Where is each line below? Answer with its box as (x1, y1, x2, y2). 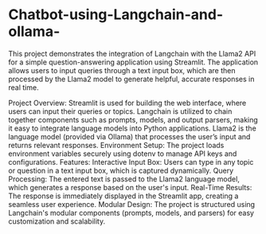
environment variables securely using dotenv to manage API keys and (8, 149, 237, 158)
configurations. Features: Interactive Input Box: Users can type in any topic (8, 157, 254, 166)
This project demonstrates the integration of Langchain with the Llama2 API (8, 49, 256, 58)
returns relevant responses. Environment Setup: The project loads (8, 140, 225, 150)
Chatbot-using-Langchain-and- (8, 6, 224, 24)
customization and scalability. (8, 216, 106, 226)
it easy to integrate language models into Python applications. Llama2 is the (8, 123, 256, 133)
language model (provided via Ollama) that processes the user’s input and (8, 131, 251, 141)
